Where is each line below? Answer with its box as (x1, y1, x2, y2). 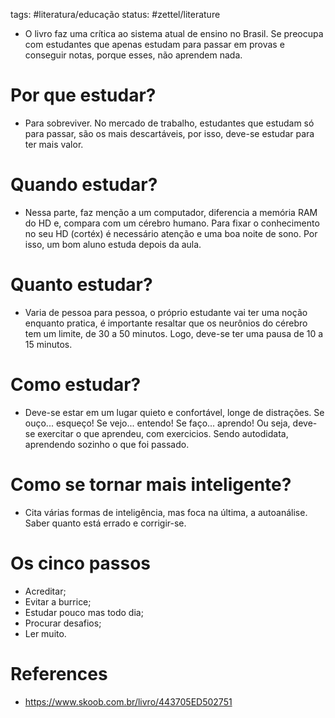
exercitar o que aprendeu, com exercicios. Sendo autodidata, (37, 427, 289, 439)
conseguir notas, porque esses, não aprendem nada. (24, 49, 243, 61)
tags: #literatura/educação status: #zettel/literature (10, 9, 221, 20)
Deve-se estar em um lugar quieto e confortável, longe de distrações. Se (24, 406, 325, 418)
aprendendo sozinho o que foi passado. (24, 438, 190, 450)
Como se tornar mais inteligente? (10, 473, 292, 496)
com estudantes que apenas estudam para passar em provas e (24, 39, 285, 50)
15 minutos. (24, 338, 73, 350)
